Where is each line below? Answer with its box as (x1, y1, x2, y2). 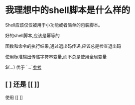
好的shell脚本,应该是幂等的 (5, 32, 60, 38)
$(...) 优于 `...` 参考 (5, 64, 42, 70)
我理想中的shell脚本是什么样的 (5, 4, 131, 16)
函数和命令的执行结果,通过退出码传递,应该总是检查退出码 (5, 43, 122, 49)
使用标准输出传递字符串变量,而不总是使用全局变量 (5, 53, 107, 60)
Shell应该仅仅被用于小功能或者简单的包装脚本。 (5, 22, 103, 28)
